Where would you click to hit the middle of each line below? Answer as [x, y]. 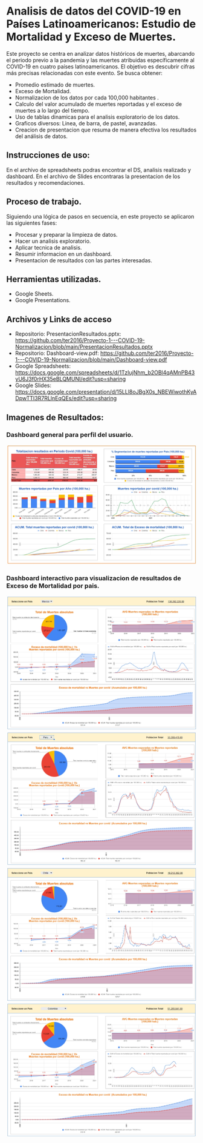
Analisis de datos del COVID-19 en [94, 11]
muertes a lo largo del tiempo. [52, 110]
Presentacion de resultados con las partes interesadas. [83, 260]
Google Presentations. [43, 300]
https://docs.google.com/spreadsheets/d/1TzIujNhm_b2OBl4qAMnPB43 [105, 373]
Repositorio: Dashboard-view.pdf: [57, 353]
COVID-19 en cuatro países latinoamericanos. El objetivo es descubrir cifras [101, 66]
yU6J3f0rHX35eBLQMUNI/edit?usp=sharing [70, 379]
